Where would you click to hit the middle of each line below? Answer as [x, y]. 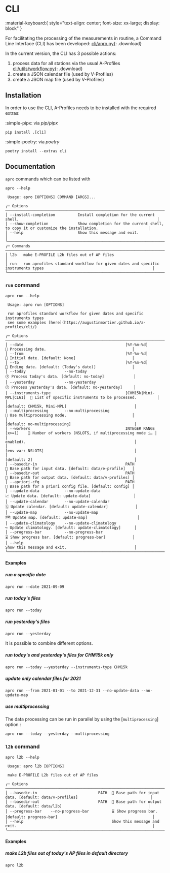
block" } [14, 28]
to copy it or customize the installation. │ [78, 228]
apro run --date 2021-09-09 [35, 587]
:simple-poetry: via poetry [32, 142]
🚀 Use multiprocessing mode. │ [70, 415]
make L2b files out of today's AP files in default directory [67, 853]
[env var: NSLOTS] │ [71, 451]
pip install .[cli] [26, 132]
